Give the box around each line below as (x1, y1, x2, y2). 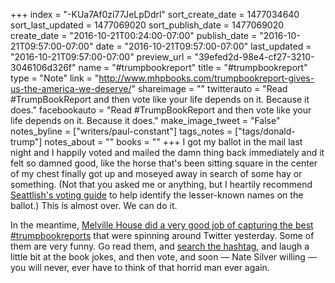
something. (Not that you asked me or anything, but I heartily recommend (10, 179, 313, 190)
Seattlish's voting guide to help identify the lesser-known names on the (10, 189, 304, 201)
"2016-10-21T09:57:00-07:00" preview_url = (10, 51, 193, 63)
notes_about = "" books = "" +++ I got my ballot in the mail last (44, 136, 303, 148)
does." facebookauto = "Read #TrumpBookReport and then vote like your (10, 104, 312, 116)
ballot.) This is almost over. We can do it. (10, 200, 178, 211)
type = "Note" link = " (10, 72, 100, 84)
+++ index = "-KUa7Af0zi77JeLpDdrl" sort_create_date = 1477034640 (10, 9, 300, 20)
